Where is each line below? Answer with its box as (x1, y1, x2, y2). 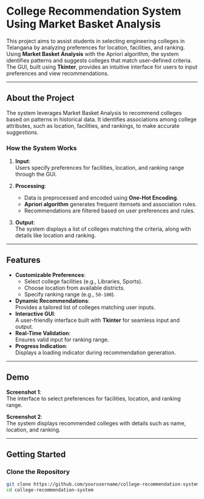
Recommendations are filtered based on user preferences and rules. (24, 207, 195, 214)
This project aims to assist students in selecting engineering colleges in (6, 37, 185, 44)
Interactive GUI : (15, 310, 56, 317)
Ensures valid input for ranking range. (15, 336, 109, 343)
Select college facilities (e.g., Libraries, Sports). (24, 277, 143, 285)
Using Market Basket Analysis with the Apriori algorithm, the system (6, 50, 179, 57)
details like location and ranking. (15, 232, 96, 239)
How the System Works (6, 144, 77, 152)
